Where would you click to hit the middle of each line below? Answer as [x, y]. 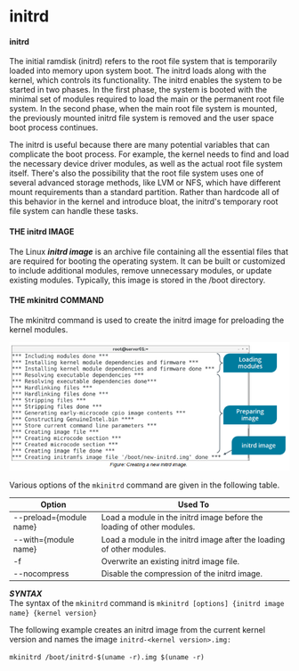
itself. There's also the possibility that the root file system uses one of [137, 173]
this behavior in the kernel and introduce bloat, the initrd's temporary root [144, 201]
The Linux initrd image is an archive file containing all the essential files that [149, 251]
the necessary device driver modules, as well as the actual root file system [146, 164]
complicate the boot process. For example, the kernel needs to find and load [149, 154]
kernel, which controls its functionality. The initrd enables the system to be [146, 80]
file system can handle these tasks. [74, 211]
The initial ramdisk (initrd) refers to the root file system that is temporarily [143, 61]
